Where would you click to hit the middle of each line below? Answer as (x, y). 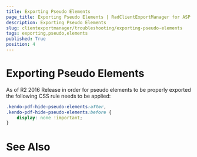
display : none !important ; (50, 118)
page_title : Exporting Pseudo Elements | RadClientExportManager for (93, 17)
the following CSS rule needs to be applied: (59, 96)
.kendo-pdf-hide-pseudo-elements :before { (59, 112)
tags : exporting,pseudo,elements (47, 34)
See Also (28, 147)
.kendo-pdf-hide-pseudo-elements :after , (56, 106)
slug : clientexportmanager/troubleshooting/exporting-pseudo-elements (94, 28)
